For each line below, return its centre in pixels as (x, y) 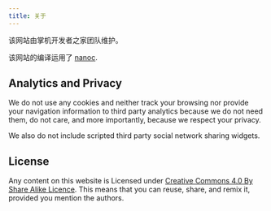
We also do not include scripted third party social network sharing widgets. (134, 136)
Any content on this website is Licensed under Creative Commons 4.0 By (131, 181)
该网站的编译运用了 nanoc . (53, 57)
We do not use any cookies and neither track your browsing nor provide (129, 103)
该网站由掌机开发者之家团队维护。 (66, 40)
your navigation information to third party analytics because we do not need (135, 111)
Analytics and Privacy (65, 83)
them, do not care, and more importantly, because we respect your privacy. (135, 120)
